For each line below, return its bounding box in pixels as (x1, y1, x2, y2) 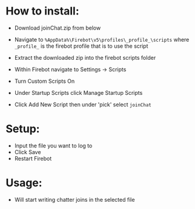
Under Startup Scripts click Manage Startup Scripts (14, 89, 143, 96)
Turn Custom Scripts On (14, 77, 75, 85)
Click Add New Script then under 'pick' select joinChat (14, 101, 152, 108)
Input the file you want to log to (14, 142, 93, 149)
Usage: (5, 176, 43, 190)
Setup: (5, 122, 40, 136)
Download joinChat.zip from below (14, 24, 101, 31)
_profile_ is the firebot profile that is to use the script (14, 42, 148, 50)
